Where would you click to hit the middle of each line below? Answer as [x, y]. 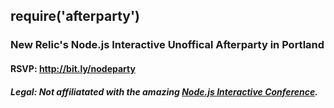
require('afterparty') [75, 16]
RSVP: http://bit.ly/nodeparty [73, 68]
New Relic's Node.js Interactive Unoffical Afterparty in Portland [167, 45]
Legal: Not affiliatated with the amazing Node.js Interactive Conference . [164, 91]
